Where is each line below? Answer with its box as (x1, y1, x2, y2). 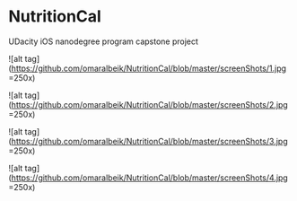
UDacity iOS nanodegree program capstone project (8, 36, 199, 47)
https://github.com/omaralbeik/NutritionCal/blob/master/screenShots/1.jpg (11, 63, 287, 74)
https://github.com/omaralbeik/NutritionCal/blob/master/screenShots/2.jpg (11, 99, 288, 109)
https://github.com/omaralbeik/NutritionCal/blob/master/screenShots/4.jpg (11, 172, 288, 183)
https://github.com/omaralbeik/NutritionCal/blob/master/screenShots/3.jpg (11, 135, 288, 146)
